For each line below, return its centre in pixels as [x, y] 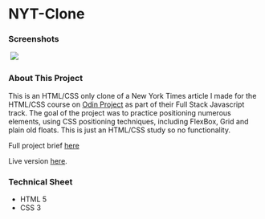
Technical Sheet [41, 181]
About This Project [45, 79]
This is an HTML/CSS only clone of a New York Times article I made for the [132, 95]
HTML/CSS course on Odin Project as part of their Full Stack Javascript [126, 104]
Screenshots [34, 39]
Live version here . [38, 160]
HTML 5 [33, 199]
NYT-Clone [47, 14]
